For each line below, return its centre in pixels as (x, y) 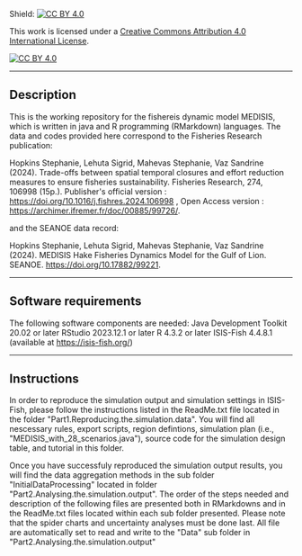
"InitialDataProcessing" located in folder (83, 485)
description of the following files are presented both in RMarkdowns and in (147, 504)
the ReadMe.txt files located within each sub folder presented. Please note (147, 514)
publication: (31, 145)
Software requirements (75, 301)
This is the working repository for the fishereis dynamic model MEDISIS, (142, 116)
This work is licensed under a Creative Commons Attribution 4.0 (128, 31)
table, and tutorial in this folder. (67, 448)
